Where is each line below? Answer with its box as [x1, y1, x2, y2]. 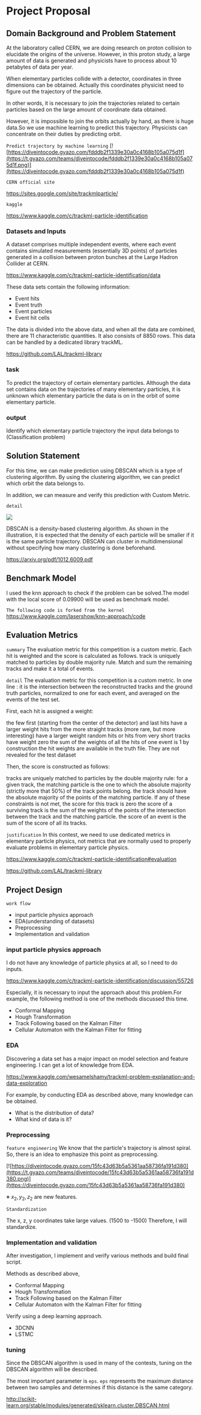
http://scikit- [6, 1396, 37, 1403]
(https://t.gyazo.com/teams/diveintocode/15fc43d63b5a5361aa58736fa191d [6, 1169, 194, 1176]
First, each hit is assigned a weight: [6, 708, 94, 715]
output [6, 413, 26, 422]
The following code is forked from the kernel [6, 607, 125, 613]
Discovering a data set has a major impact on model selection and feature [6, 1055, 188, 1062]
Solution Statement [6, 451, 80, 461]
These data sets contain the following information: [6, 283, 130, 290]
